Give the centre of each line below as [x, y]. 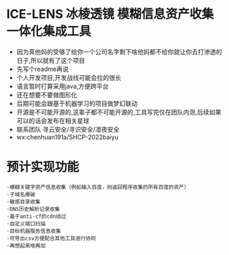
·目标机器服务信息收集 [34, 231]
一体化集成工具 [49, 31]
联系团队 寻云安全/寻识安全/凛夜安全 [68, 129]
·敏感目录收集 [23, 202]
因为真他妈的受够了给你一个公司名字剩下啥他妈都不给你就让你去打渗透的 [119, 52]
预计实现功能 [43, 167]
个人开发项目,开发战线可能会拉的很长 [69, 77]
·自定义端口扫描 [26, 224]
